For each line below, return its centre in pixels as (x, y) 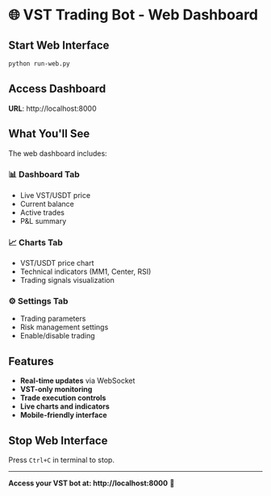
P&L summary (43, 221)
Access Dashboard (57, 89)
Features (31, 361)
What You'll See (49, 134)
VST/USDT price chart (57, 263)
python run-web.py (39, 64)
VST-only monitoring (56, 389)
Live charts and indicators (65, 406)
